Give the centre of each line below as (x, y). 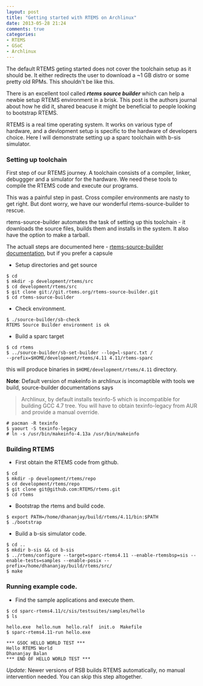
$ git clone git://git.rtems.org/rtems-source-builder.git (82, 292)
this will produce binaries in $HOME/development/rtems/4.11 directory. (92, 369)
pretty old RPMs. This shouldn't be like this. (61, 81)
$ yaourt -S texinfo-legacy (42, 429)
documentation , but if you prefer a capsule (60, 253)
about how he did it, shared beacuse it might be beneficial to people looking (101, 106)
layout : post (23, 12)
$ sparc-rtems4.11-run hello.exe (48, 632)
